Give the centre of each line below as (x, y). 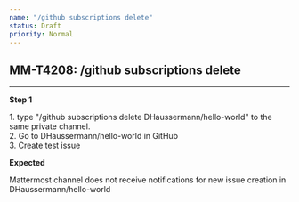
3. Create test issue (45, 145)
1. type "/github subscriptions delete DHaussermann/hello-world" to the (141, 117)
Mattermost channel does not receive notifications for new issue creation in (148, 180)
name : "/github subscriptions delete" (81, 17)
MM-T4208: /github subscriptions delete (125, 70)
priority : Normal (41, 34)
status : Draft (36, 26)
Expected (28, 163)
